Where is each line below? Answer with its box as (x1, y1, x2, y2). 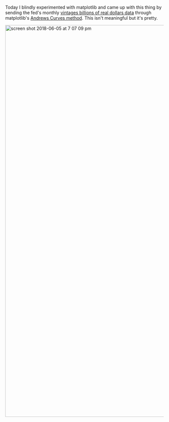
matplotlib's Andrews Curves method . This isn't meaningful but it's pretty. (5, 15, 158, 21)
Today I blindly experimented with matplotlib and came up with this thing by (5, 5, 162, 10)
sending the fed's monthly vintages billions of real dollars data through (5, 10, 152, 16)
